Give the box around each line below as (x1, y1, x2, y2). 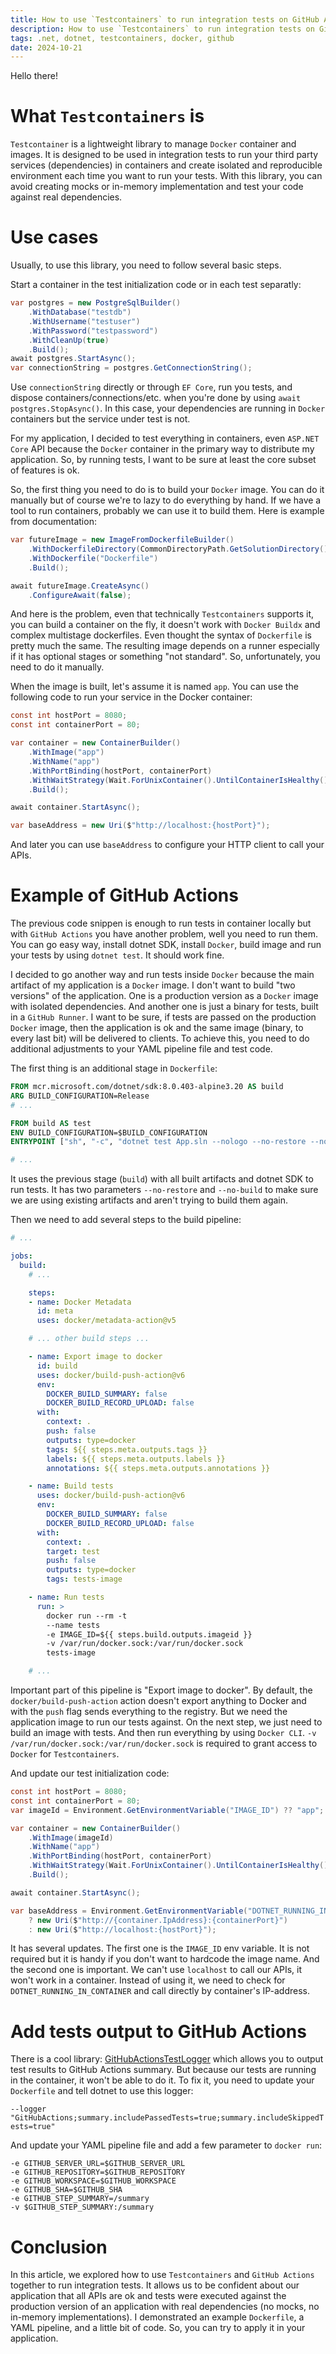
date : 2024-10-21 (10, 42, 83, 53)
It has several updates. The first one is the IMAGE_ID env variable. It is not (10, 1942, 310, 1955)
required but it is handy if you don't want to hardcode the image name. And (10, 1953, 320, 1965)
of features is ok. (10, 464, 80, 476)
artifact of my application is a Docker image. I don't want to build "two (10, 979, 296, 991)
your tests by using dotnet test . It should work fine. (10, 949, 225, 961)
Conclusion (10, 2236, 108, 2258)
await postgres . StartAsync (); (10, 354, 137, 364)
